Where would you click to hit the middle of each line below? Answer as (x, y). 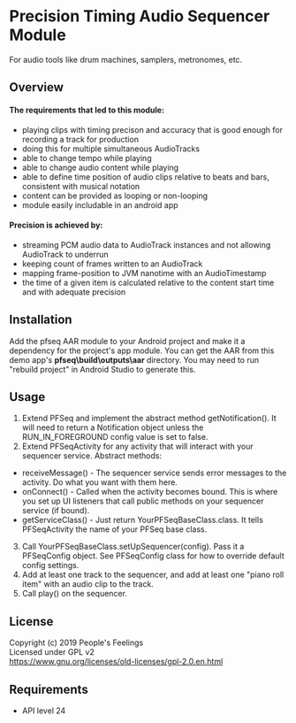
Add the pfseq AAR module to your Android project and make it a (127, 341)
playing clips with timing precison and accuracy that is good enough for (152, 129)
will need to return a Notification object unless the (113, 427)
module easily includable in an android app (100, 204)
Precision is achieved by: (56, 225)
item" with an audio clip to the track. (88, 584)
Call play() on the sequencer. (75, 594)
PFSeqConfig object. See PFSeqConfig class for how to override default (153, 556)
